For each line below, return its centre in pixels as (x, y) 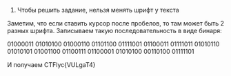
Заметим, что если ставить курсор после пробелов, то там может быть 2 (116, 23)
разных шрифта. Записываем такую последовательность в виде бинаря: (114, 31)
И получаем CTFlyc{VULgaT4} (51, 65)
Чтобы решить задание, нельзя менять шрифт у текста (98, 10)
